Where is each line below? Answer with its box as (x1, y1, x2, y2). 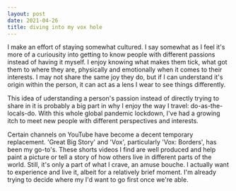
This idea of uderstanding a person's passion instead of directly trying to (7, 94, 220, 103)
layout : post (7, 10, 46, 18)
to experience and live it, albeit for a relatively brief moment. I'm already (7, 168, 217, 177)
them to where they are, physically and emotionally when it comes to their (7, 65, 223, 74)
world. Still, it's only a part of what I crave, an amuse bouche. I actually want (7, 161, 230, 169)
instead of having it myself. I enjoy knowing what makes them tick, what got (7, 58, 228, 66)
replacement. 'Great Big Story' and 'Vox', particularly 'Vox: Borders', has (7, 138, 217, 146)
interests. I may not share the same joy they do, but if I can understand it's (7, 73, 223, 81)
